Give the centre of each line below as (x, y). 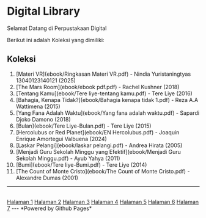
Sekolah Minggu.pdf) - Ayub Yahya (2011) (68, 158)
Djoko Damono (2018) (43, 119)
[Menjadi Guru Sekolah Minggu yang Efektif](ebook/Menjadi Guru (98, 151)
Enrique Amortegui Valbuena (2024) (61, 139)
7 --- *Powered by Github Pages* (50, 208)
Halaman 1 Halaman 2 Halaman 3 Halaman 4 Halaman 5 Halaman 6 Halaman (103, 202)
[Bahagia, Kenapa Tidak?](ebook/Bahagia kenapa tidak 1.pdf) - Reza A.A (107, 100)
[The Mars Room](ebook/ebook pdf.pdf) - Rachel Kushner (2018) (97, 87)
